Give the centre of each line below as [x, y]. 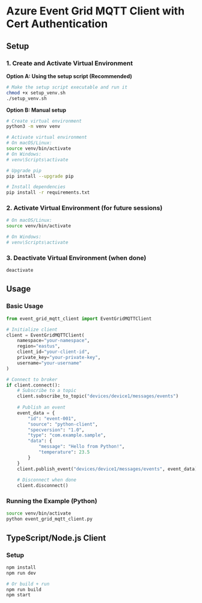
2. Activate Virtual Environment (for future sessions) [84, 208]
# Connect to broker [32, 379]
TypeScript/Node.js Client [56, 538]
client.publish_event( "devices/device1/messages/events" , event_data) [107, 469]
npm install [21, 567]
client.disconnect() [43, 486]
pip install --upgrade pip [40, 176]
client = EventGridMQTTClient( [45, 335]
